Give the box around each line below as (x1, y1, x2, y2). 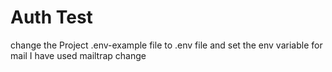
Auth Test (10, 6, 93, 29)
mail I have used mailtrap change (10, 49, 147, 61)
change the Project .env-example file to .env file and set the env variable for (10, 39, 323, 51)
